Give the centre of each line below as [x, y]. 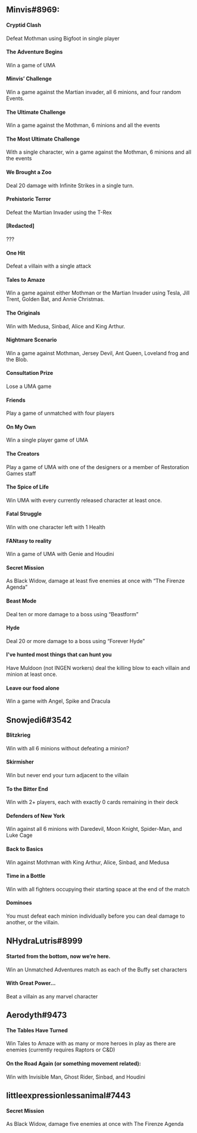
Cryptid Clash [24, 25]
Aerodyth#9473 [37, 1015]
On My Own [21, 427]
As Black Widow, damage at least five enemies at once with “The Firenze [96, 581]
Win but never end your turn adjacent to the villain [68, 775]
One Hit [16, 253]
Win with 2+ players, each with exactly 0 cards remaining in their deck [92, 802]
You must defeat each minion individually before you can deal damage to [96, 916]
